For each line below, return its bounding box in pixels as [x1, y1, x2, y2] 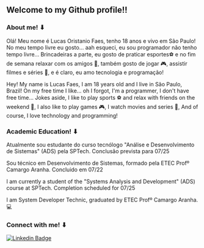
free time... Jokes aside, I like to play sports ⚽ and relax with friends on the [6, 94, 195, 101]
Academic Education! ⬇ [6, 127, 78, 135]
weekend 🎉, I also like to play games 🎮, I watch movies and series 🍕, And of [6, 103, 199, 110]
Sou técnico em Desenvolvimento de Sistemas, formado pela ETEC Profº [6, 159, 190, 167]
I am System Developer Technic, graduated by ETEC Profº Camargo [6, 196, 177, 203]
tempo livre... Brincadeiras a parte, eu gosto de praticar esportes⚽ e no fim [6, 50, 196, 58]
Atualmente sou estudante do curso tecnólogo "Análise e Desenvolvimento [6, 141, 195, 148]
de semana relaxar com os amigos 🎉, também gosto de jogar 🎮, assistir [6, 59, 188, 67]
